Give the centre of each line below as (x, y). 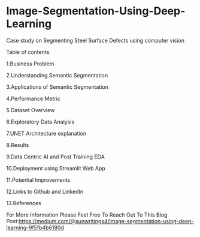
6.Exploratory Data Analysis (40, 122)
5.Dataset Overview (31, 110)
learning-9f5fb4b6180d (35, 227)
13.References (24, 203)
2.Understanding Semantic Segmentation (57, 75)
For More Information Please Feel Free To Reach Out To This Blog (87, 215)
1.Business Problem (30, 64)
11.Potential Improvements (38, 180)
